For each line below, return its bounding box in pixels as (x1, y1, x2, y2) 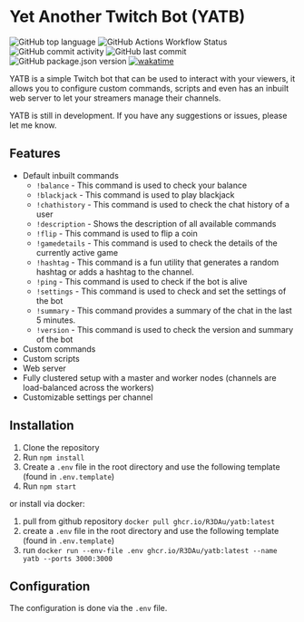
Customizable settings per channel (22, 392, 153, 403)
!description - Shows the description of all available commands (35, 218, 277, 228)
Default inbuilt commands (22, 170, 120, 180)
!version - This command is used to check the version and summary (35, 324, 294, 335)
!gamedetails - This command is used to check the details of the (35, 238, 279, 248)
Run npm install (22, 452, 85, 462)
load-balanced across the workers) (22, 382, 154, 393)
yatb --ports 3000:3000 (22, 554, 113, 563)
